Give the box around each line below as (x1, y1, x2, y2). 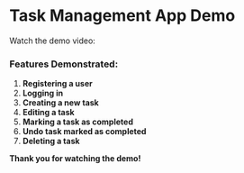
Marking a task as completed (22, 116, 133, 127)
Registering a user (22, 78, 93, 89)
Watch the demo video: (9, 35, 96, 46)
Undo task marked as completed (22, 126, 147, 137)
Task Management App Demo (9, 5, 236, 26)
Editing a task (22, 107, 75, 118)
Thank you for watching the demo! (9, 153, 141, 164)
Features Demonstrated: (9, 58, 119, 70)
